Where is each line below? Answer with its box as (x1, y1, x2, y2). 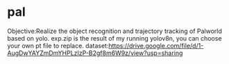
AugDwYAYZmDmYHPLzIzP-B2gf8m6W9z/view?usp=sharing (7, 49, 183, 57)
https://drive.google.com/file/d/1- (108, 41, 204, 50)
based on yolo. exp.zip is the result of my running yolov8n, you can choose (7, 34, 222, 42)
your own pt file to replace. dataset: (7, 41, 109, 50)
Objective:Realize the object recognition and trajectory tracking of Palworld (7, 27, 222, 35)
